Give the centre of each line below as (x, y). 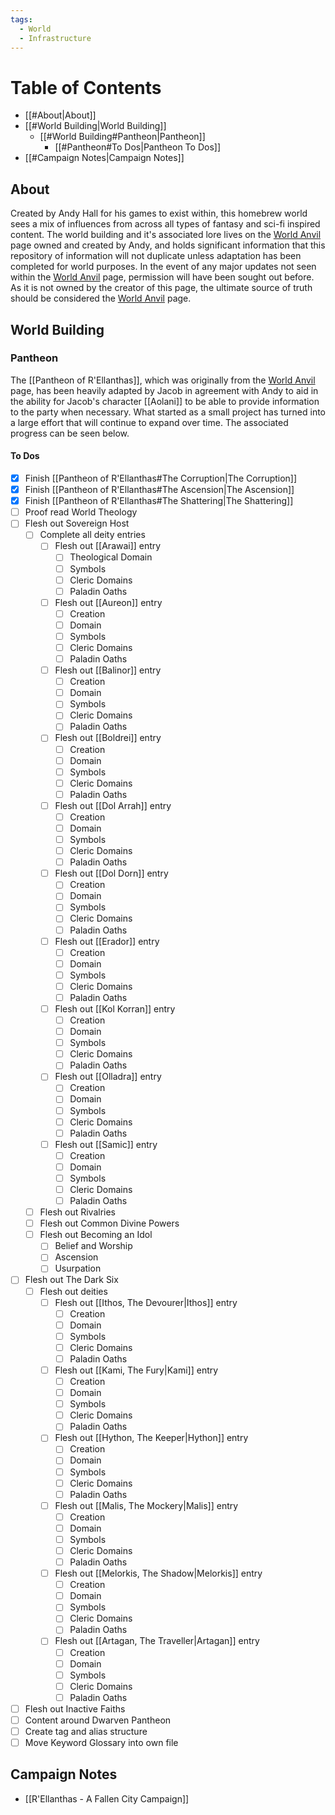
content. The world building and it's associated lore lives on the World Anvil (166, 235)
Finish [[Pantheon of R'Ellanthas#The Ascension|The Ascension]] (159, 490)
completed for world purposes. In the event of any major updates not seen (163, 267)
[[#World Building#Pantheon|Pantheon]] (122, 137)
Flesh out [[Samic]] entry (106, 1144)
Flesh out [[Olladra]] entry (108, 1077)
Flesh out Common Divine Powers (109, 1223)
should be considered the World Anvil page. (101, 298)
